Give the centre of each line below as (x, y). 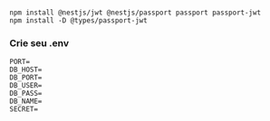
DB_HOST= (26, 70)
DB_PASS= (26, 94)
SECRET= (24, 109)
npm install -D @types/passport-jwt (78, 21)
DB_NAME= (26, 102)
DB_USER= (26, 86)
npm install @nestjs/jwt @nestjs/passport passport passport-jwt (135, 13)
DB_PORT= (26, 78)
